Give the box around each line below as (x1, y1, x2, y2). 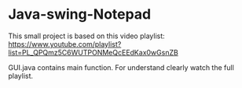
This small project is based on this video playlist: (8, 31, 165, 40)
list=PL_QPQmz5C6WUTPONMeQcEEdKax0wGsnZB (8, 48, 178, 57)
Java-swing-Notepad (8, 5, 152, 23)
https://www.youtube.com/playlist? (8, 39, 122, 48)
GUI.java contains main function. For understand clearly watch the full (8, 62, 234, 72)
